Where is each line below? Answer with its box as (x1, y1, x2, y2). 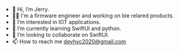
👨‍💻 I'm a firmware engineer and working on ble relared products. (12, 12, 175, 19)
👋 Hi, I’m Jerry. (12, 6, 50, 13)
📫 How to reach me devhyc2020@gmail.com (12, 38, 126, 45)
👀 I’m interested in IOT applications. (12, 19, 101, 25)
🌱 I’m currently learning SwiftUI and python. (12, 25, 121, 32)
